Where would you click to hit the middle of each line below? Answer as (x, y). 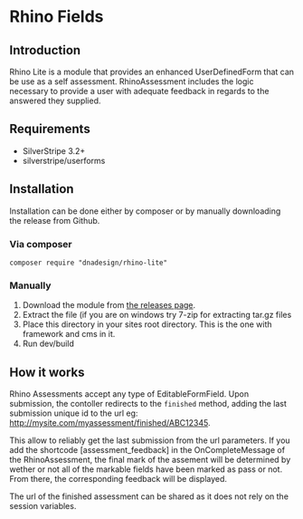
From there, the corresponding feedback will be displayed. (118, 479)
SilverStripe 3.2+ (54, 150)
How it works (47, 372)
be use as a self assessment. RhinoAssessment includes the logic (132, 82)
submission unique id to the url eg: (74, 413)
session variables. (43, 506)
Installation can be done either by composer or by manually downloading (145, 211)
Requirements (50, 129)
